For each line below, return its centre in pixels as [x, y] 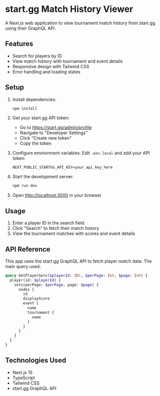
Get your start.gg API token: [41, 118]
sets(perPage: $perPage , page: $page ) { [56, 285]
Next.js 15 [22, 372]
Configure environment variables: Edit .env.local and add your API [81, 153]
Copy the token [35, 143]
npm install [25, 108]
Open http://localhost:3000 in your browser [57, 196]
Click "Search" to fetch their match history [56, 228]
